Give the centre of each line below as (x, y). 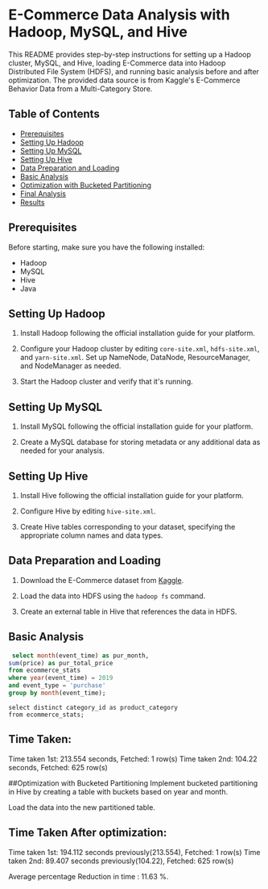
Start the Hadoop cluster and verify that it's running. (106, 382)
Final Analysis (43, 193)
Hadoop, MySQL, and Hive (98, 32)
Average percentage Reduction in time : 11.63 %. (89, 876)
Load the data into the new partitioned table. (82, 807)
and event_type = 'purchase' (57, 686)
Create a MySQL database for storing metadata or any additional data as (140, 442)
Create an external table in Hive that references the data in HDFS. (128, 611)
